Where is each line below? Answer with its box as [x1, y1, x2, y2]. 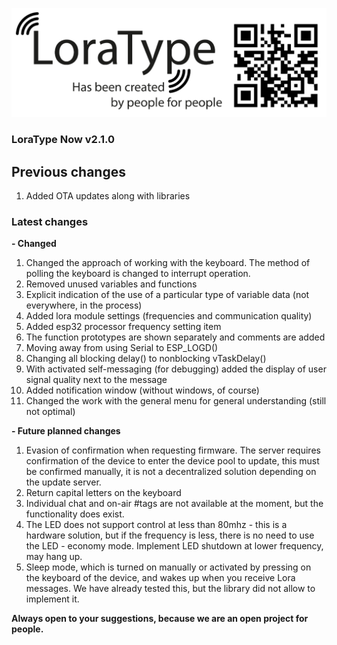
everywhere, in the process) [25, 299, 143, 312]
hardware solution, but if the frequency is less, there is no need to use [25, 529, 315, 542]
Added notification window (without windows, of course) [25, 384, 260, 397]
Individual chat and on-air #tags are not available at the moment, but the [25, 498, 324, 510]
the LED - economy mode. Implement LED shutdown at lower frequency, [25, 540, 324, 552]
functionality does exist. [25, 508, 125, 520]
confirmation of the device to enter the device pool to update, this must [25, 455, 320, 467]
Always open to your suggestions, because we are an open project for [11, 613, 309, 625]
